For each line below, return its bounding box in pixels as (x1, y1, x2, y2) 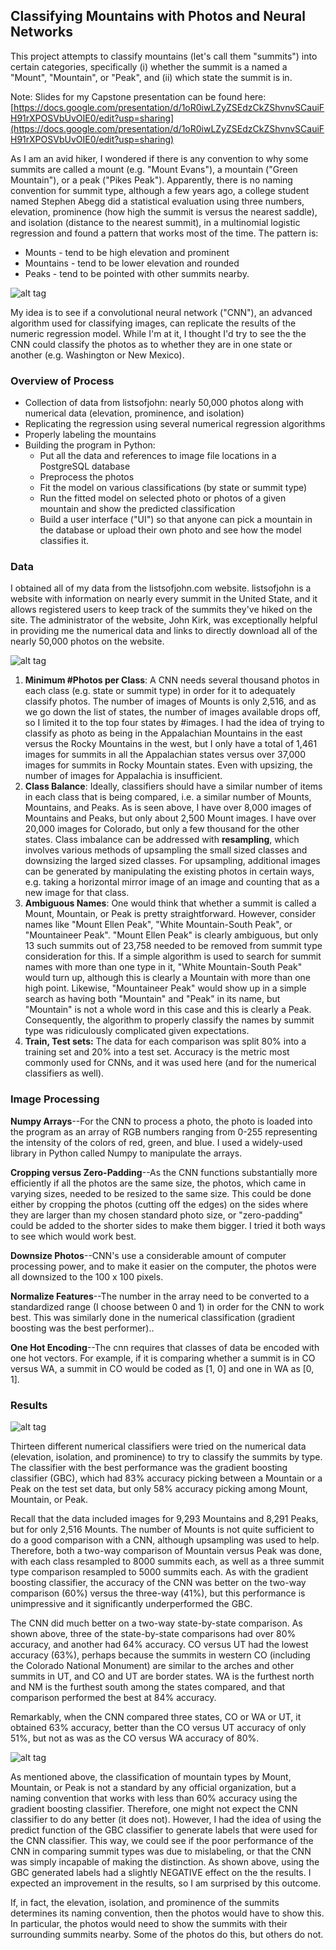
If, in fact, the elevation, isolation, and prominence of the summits (10, 1897, 280, 1908)
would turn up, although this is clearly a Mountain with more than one (24, 972, 312, 984)
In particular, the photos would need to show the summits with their (10, 1918, 288, 1929)
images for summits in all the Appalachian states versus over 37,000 (24, 749, 306, 761)
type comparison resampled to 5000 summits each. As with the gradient (10, 1566, 309, 1578)
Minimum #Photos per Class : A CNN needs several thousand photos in (24, 674, 320, 686)
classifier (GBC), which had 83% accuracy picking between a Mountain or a (10, 1472, 323, 1484)
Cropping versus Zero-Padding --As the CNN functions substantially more (10, 1166, 318, 1178)
